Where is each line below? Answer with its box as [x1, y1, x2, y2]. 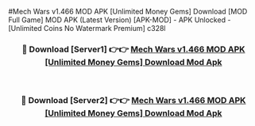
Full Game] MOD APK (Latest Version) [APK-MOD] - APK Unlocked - [8, 15, 231, 25]
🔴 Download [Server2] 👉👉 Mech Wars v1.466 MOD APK [21, 95, 246, 106]
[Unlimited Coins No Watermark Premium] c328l [8, 24, 166, 32]
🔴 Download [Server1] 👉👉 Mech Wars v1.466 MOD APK [21, 44, 245, 55]
